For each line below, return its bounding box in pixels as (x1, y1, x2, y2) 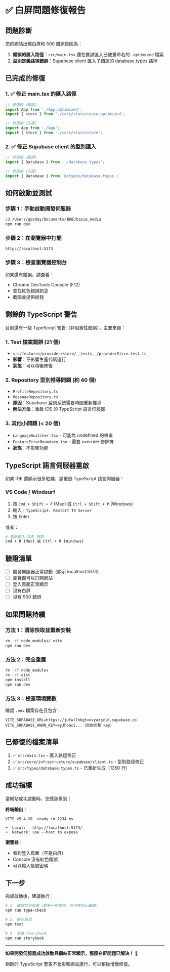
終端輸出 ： (5, 806, 28, 812)
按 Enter (12, 513, 30, 519)
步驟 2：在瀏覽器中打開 (5, 235, 62, 242)
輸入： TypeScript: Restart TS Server (12, 507, 92, 513)
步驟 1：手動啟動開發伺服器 (5, 205, 71, 213)
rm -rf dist (5, 672, 30, 678)
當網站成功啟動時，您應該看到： (5, 795, 72, 801)
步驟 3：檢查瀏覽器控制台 (5, 259, 67, 266)
